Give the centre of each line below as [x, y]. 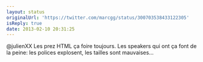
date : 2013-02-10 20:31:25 [41, 29]
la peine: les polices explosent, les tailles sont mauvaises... [80, 53]
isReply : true [24, 23]
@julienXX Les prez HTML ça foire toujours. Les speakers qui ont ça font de [101, 46]
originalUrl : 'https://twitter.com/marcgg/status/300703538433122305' [98, 18]
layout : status [26, 12]
